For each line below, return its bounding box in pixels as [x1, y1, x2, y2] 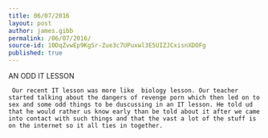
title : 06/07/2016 [8, 11, 70, 20]
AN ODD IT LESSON [8, 71, 75, 80]
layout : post [8, 19, 52, 27]
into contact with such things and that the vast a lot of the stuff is [8, 115, 257, 123]
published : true [8, 49, 63, 57]
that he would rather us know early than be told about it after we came [8, 108, 261, 116]
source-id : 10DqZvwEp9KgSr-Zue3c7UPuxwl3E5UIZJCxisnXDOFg [8, 42, 206, 50]
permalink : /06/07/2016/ [8, 34, 91, 43]
